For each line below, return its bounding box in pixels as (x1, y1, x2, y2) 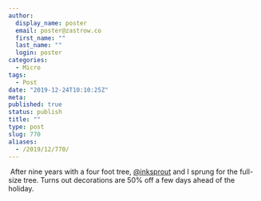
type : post (8, 123, 45, 131)
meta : (8, 93, 26, 101)
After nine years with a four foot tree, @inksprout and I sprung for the (10, 167, 238, 176)
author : (8, 11, 34, 20)
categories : (8, 57, 48, 65)
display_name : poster (15, 19, 88, 27)
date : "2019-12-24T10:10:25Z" (8, 85, 109, 94)
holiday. (8, 184, 34, 194)
